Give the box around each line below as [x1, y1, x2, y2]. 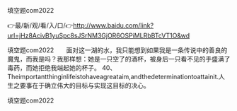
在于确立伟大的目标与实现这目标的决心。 [31, 81, 150, 90]
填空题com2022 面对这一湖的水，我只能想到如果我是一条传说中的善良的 [7, 46, 228, 54]
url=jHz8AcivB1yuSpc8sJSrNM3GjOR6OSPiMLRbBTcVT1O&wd [7, 31, 190, 40]
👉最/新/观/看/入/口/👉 [7, 21, 74, 30]
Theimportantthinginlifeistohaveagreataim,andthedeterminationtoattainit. [7, 73, 219, 81]
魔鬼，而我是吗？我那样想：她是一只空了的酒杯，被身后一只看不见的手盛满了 [7, 55, 231, 63]
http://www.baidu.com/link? [73, 21, 154, 30]
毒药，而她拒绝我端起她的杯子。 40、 [7, 64, 117, 72]
